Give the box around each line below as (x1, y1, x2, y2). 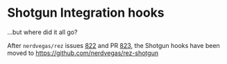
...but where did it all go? (7, 28, 78, 36)
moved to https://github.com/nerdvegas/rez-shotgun (7, 49, 158, 57)
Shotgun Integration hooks (7, 5, 165, 21)
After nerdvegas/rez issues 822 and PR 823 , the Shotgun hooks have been (7, 41, 220, 49)
